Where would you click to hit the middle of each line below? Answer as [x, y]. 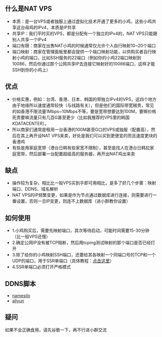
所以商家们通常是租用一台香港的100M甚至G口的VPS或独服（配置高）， [81, 129]
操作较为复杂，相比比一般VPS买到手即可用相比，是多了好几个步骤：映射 [84, 183]
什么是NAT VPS [29, 9]
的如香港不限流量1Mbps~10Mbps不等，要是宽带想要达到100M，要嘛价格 [84, 111]
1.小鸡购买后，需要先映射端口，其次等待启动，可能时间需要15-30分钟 [81, 231]
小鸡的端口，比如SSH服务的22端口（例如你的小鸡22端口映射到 [79, 58]
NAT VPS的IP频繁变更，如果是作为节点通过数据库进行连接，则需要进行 [82, 195]
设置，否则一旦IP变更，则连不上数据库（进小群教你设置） [73, 201]
